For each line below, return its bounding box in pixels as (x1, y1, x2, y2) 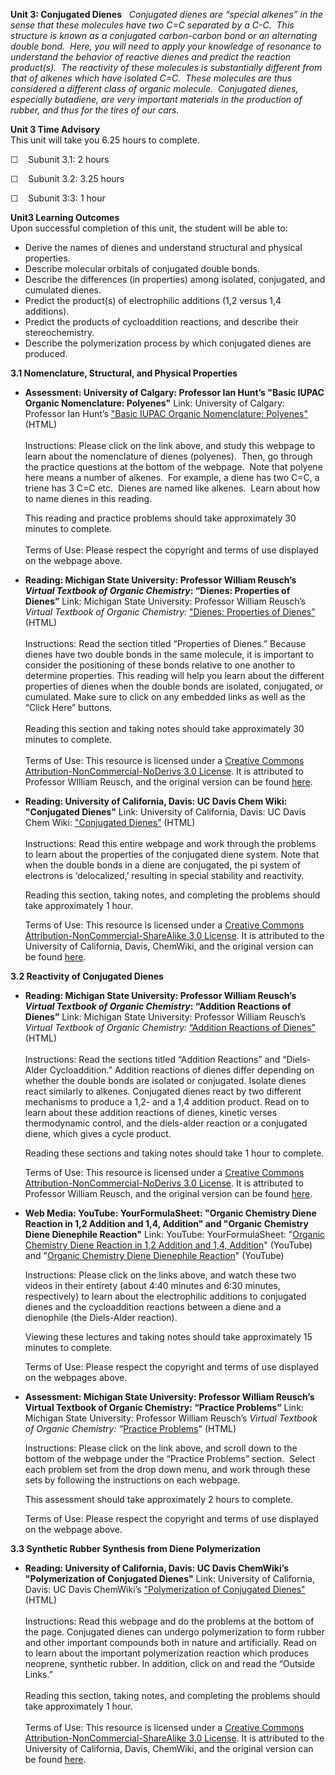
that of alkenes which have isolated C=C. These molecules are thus (10, 72, 293, 84)
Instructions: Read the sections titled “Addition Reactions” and (24, 1054, 281, 1065)
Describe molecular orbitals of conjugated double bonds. (24, 263, 260, 274)
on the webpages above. (24, 1372, 128, 1383)
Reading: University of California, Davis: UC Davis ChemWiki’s (24, 1562, 289, 1574)
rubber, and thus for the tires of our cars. (10, 104, 180, 116)
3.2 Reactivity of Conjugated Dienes (10, 970, 164, 982)
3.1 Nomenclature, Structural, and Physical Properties (10, 367, 238, 379)
